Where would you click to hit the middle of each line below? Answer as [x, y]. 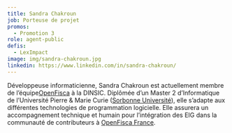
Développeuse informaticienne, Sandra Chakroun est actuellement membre [116, 85]
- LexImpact [31, 53]
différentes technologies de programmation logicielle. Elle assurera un [108, 107]
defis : [17, 46]
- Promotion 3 [34, 33]
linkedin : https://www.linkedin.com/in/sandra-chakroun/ [92, 65]
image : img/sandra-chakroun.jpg [54, 59]
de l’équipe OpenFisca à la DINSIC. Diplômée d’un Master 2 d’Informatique [114, 93]
